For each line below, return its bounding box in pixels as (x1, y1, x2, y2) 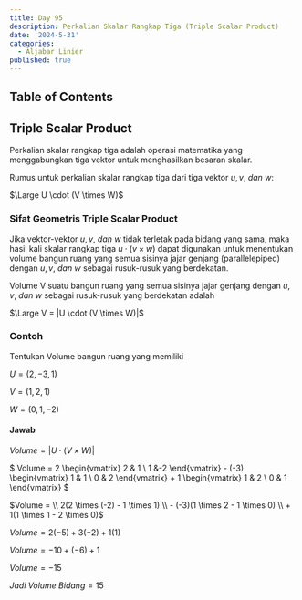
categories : (9, 38, 55, 48)
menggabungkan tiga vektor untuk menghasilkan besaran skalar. (9, 154, 253, 165)
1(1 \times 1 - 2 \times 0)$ (9, 510, 104, 520)
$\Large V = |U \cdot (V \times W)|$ (9, 307, 144, 318)
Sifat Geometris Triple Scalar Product (9, 212, 178, 225)
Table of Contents (9, 89, 114, 105)
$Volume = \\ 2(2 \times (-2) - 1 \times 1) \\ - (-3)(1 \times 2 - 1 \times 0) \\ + (9, 500, 291, 511)
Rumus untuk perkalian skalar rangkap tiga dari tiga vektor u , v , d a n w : (9, 172, 275, 183)
